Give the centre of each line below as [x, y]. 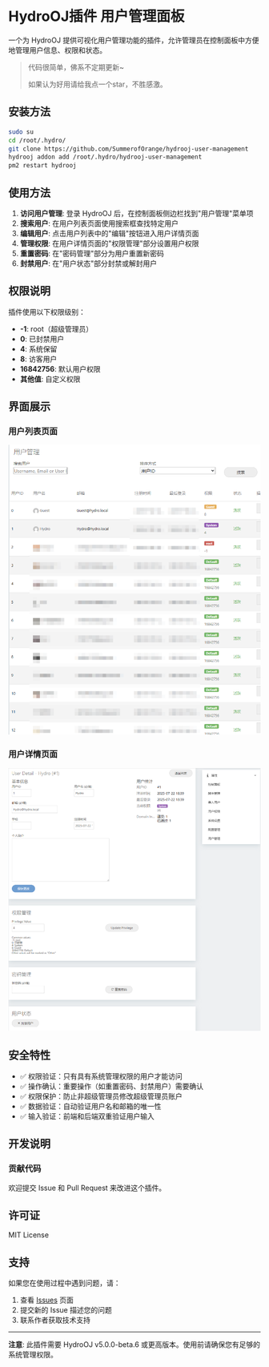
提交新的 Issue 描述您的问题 [66, 1310]
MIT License [29, 1235]
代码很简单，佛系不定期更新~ [76, 67]
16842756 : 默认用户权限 [60, 368]
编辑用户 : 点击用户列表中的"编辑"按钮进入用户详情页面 [109, 233]
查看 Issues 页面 [47, 1300]
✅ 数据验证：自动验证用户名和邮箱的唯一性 [90, 1106]
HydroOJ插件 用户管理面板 [96, 16]
